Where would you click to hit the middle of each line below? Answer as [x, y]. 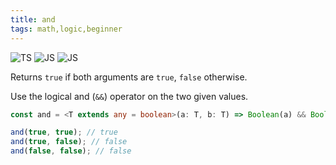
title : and [33, 19]
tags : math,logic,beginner [66, 29]
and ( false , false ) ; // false [71, 151]
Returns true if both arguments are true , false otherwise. [129, 77]
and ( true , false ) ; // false [69, 142]
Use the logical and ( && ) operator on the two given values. [129, 96]
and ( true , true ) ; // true [64, 132]
